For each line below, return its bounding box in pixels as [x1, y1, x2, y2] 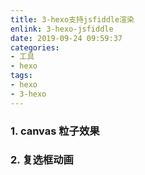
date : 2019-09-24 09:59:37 [10, 33, 123, 43]
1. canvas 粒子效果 [10, 124, 100, 138]
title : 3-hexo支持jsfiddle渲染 [10, 14, 135, 25]
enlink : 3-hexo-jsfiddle [10, 24, 114, 34]
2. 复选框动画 [10, 153, 74, 167]
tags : [10, 71, 33, 81]
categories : [10, 42, 60, 53]
